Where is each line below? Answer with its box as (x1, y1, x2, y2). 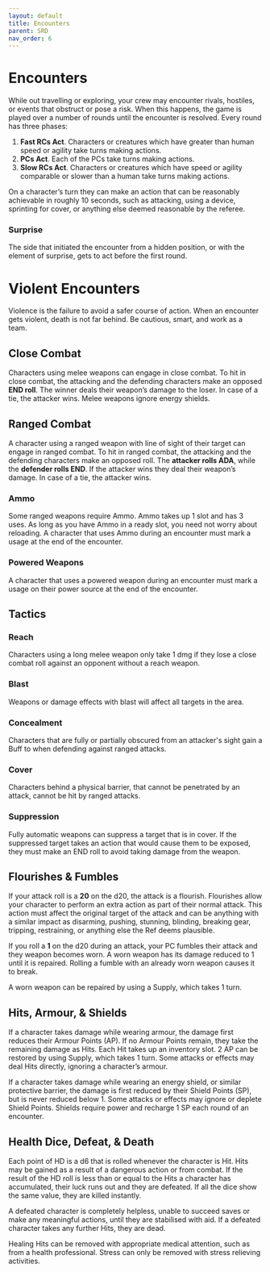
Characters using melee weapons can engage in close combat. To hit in (8, 368, 247, 377)
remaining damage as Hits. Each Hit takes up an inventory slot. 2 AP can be (8, 1045, 259, 1054)
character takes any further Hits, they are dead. (8, 1223, 166, 1232)
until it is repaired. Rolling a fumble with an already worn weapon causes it (8, 958, 255, 968)
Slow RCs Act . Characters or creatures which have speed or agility (19, 163, 243, 173)
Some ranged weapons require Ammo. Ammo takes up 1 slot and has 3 (8, 511, 244, 521)
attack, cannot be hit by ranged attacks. (8, 791, 141, 801)
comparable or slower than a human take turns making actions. (19, 171, 230, 181)
